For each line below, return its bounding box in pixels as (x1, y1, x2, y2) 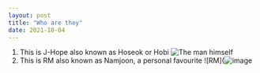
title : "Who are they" (8, 19, 83, 27)
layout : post (8, 11, 51, 20)
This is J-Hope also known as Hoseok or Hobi (19, 48, 170, 57)
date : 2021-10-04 (8, 26, 66, 34)
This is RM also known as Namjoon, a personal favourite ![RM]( (19, 56, 225, 65)
